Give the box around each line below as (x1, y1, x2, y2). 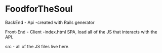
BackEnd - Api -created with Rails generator (5, 19, 95, 25)
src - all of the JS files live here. (5, 43, 70, 49)
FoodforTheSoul (5, 3, 73, 15)
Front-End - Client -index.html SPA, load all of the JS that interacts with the (5, 29, 158, 35)
